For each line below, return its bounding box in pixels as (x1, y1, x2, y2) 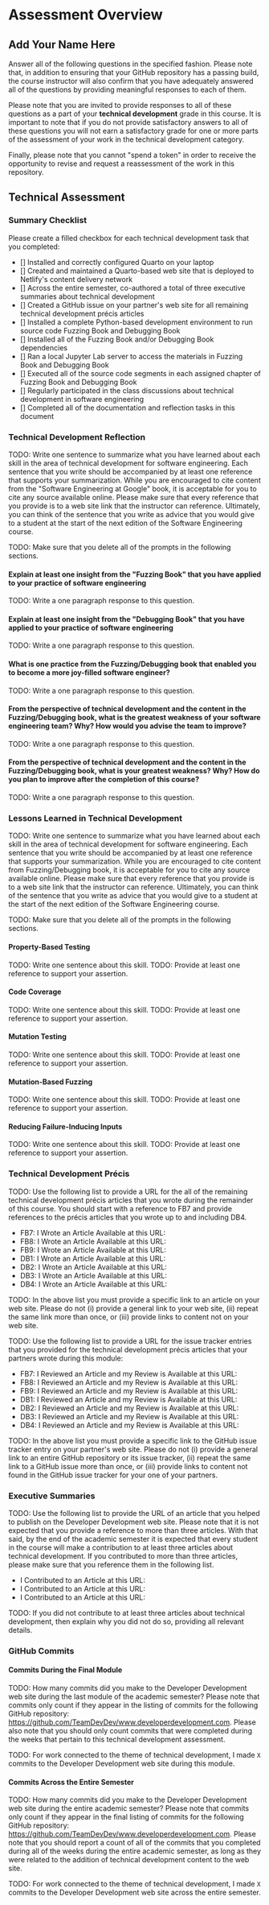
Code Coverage (8, 987, 62, 996)
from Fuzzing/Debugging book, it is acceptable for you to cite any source (8, 865, 251, 875)
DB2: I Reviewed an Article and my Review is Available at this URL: (19, 1403, 239, 1413)
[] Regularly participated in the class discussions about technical (19, 385, 234, 395)
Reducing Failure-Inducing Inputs (8, 1121, 123, 1131)
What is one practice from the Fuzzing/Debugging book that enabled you (8, 659, 257, 669)
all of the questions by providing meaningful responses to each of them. (8, 85, 247, 94)
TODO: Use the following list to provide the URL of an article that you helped (8, 1508, 261, 1518)
